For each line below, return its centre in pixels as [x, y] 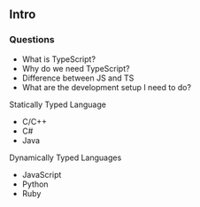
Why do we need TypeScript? [76, 68]
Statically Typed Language [58, 104]
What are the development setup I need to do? [107, 87]
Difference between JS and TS [78, 78]
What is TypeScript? [58, 59]
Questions [32, 40]
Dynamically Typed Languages [65, 157]
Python [35, 184]
